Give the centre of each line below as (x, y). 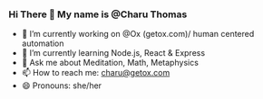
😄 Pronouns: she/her (61, 85)
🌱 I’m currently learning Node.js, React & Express (113, 53)
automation (43, 43)
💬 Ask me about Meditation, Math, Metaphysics (110, 63)
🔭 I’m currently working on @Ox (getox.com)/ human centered (138, 34)
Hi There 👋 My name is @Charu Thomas (98, 14)
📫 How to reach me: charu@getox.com (96, 73)
